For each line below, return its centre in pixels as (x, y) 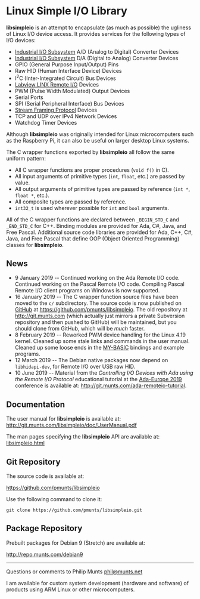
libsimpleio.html (25, 443)
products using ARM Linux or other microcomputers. (71, 589)
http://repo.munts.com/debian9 (45, 554)
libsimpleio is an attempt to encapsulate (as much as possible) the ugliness (99, 27)
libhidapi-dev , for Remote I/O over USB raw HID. (75, 367)
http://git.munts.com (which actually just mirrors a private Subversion (100, 316)
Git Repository (33, 461)
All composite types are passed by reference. (71, 202)
